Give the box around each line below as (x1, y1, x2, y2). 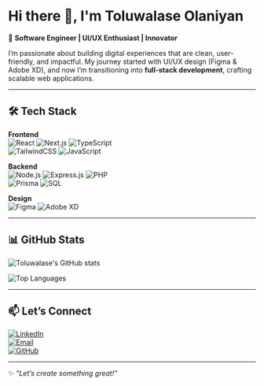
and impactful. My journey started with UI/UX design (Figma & (36, 57, 237, 66)
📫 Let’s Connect (8, 304, 92, 317)
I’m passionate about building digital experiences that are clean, (8, 48, 214, 58)
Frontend (8, 129, 39, 139)
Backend (8, 161, 38, 171)
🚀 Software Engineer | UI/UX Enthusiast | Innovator (8, 33, 178, 43)
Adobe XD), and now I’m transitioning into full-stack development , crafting (8, 65, 252, 74)
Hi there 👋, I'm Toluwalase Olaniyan (8, 7, 244, 25)
